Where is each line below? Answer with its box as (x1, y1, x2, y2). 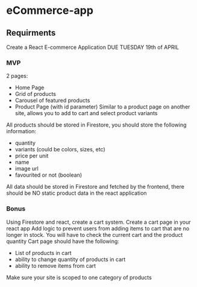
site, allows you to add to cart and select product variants (14, 110, 158, 117)
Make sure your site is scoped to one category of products (6, 274, 152, 281)
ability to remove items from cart (14, 262, 96, 269)
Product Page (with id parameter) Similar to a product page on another (14, 103, 190, 110)
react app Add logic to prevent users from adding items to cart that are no (6, 224, 190, 232)
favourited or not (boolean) (14, 171, 83, 178)
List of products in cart (14, 249, 72, 256)
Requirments (6, 28, 56, 38)
